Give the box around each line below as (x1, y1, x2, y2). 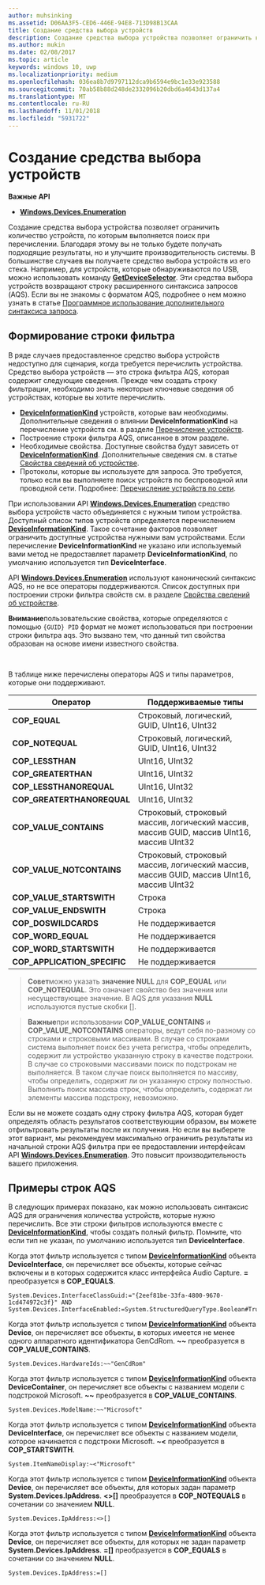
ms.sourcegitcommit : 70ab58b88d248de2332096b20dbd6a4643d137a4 (8, 85, 221, 93)
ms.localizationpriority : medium (8, 70, 118, 78)
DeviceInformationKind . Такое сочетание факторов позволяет (8, 524, 218, 533)
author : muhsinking (8, 11, 73, 20)
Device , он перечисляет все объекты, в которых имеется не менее (8, 1328, 235, 1337)
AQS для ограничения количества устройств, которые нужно (8, 1211, 215, 1220)
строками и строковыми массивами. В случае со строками (27, 1033, 230, 1043)
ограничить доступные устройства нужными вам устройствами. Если (8, 532, 246, 542)
